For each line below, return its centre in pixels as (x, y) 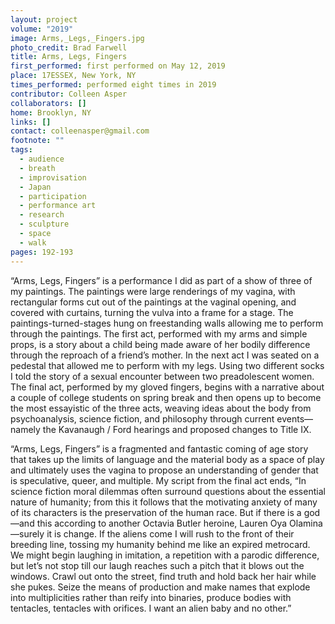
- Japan (35, 187)
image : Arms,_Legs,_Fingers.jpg (77, 38)
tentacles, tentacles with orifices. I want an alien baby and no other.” (151, 608)
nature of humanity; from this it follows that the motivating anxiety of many (164, 502)
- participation (53, 196)
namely (25, 429)
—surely (27, 533)
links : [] (31, 122)
